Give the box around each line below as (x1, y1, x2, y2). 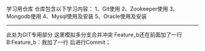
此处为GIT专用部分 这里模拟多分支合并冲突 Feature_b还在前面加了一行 (6, 31, 182, 38)
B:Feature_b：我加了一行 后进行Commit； (6, 38, 111, 46)
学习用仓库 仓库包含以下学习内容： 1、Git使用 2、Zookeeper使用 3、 (6, 5, 179, 12)
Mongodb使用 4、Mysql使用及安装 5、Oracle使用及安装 (6, 13, 147, 20)
